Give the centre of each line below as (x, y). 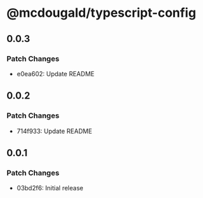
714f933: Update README (54, 131)
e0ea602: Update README (55, 73)
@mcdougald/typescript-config (101, 13)
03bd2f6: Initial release (50, 188)
